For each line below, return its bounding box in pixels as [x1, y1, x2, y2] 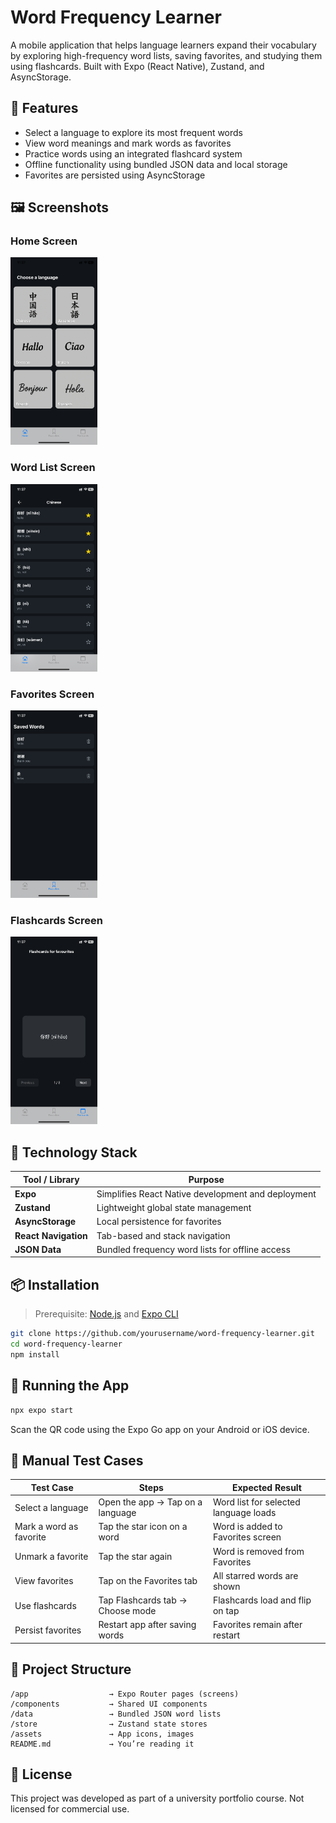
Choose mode [98, 1605, 157, 1617]
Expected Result [231, 1481, 302, 1493]
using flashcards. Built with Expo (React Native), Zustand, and [10, 60, 265, 72]
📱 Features [10, 100, 79, 117]
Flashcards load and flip [212, 1594, 312, 1606]
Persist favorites [14, 1624, 82, 1636]
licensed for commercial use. [10, 1803, 130, 1815]
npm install [10, 1349, 60, 1360]
